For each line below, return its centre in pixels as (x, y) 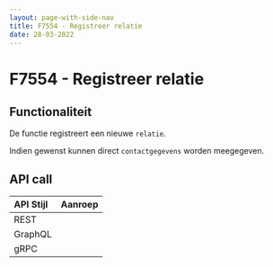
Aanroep (79, 205)
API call (31, 179)
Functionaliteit (51, 112)
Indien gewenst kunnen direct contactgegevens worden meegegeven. (137, 151)
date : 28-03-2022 (42, 34)
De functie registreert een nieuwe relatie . (88, 133)
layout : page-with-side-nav (62, 18)
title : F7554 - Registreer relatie (76, 26)
